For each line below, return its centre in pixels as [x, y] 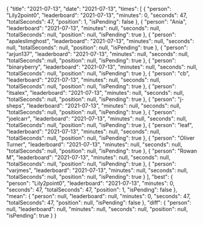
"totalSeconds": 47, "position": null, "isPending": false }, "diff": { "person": [99, 202]
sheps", [16, 106]
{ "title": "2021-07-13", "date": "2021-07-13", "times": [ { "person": [89, 9]
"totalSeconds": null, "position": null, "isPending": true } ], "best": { [90, 177]
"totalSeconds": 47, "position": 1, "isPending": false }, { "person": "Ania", [97, 22]
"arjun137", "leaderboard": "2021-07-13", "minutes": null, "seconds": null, [98, 54]
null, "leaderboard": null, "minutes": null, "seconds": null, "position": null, [97, 209]
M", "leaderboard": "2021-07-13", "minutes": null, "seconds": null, [88, 157]
